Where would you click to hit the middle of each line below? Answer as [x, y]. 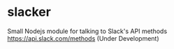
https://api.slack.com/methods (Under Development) [83, 38]
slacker [29, 12]
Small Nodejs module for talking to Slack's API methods [87, 31]
